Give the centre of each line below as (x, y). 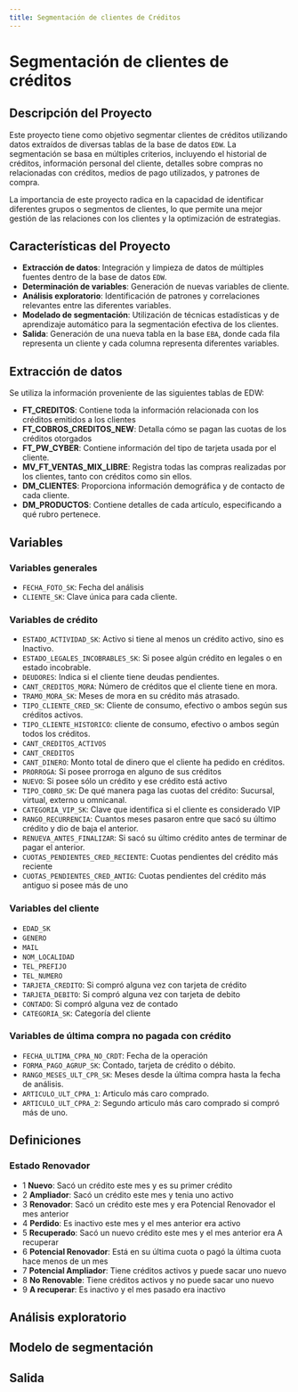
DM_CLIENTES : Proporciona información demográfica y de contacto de (153, 486)
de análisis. (43, 1084)
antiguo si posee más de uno (75, 885)
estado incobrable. (56, 667)
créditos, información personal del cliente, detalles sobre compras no (137, 163)
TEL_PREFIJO (44, 966)
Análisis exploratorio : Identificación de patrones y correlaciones (141, 296)
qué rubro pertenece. (61, 514)
